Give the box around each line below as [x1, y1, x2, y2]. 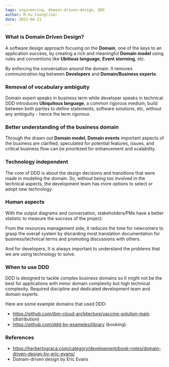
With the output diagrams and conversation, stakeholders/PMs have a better [5, 210, 164, 216]
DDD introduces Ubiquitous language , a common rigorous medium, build [5, 100, 158, 106]
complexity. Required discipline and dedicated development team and [5, 286, 150, 292]
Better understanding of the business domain [5, 123, 119, 130]
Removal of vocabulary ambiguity [5, 83, 90, 90]
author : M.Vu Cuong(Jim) [5, 12, 58, 17]
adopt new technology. [5, 186, 53, 192]
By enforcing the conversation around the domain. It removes [5, 65, 133, 71]
